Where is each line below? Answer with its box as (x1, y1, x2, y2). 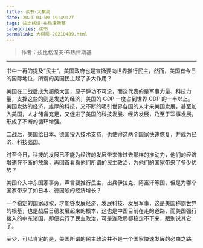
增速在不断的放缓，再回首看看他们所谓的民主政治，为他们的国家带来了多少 (6, 158, 192, 166)
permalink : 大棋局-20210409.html (6, 31, 88, 38)
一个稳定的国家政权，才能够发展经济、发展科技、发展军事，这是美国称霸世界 (6, 200, 197, 207)
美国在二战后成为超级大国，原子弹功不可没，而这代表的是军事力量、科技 (6, 88, 186, 95)
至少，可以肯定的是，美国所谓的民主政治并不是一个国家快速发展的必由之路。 (6, 235, 197, 243)
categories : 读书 (6, 25, 48, 32)
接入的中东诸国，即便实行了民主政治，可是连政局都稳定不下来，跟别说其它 (6, 215, 192, 222)
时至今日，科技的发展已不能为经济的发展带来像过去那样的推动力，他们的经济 (6, 151, 197, 158)
